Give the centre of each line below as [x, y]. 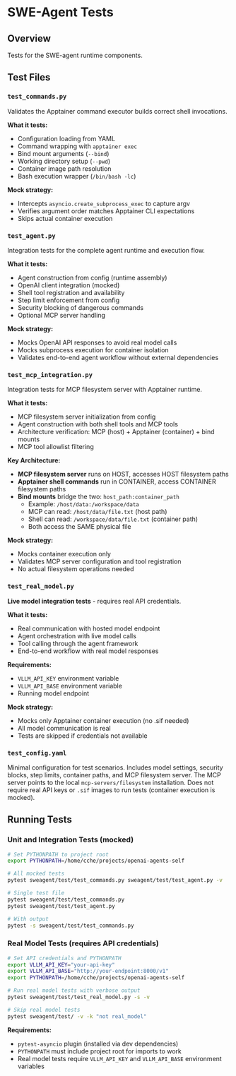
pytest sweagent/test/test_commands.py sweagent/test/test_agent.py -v [115, 880]
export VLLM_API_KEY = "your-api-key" [61, 964]
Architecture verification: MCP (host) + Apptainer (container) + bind [116, 432]
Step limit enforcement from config [69, 300]
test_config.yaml [37, 753]
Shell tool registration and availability [71, 292]
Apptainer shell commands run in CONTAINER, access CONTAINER [117, 482]
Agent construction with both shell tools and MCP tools [98, 424]
